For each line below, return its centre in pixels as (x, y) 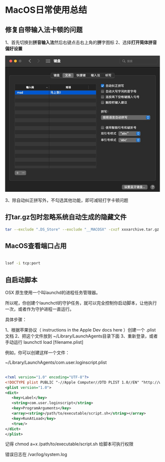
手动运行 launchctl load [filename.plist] (44, 342)
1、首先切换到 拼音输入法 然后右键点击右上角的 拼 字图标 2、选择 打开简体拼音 (81, 42)
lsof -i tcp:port (23, 263)
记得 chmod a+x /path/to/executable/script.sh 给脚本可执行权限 (69, 444)
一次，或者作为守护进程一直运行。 (40, 309)
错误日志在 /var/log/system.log (36, 455)
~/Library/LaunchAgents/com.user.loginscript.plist (56, 362)
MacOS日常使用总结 (46, 10)
